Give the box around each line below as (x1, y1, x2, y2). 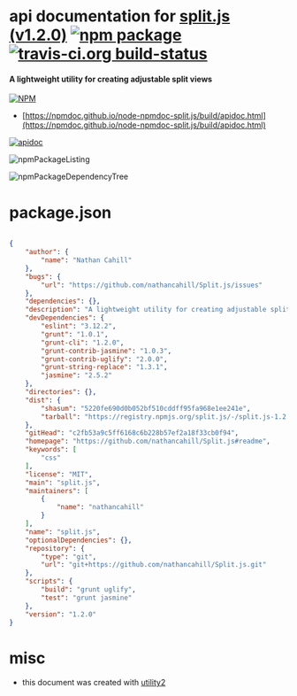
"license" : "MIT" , (25, 469, 93, 479)
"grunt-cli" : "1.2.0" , (41, 338, 125, 347)
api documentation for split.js (9, 6, 231, 27)
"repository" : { (25, 544, 86, 553)
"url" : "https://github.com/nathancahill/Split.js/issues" (41, 281, 263, 290)
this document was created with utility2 (21, 677, 166, 688)
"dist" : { (25, 396, 62, 405)
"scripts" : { (25, 577, 73, 586)
